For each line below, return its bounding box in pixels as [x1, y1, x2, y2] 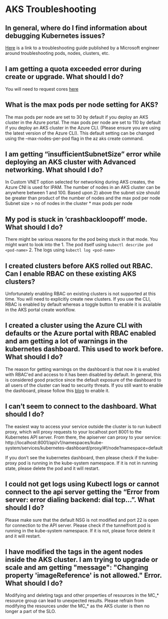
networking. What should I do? [5, 166, 103, 174]
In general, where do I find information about [5, 24, 147, 32]
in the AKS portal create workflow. [5, 307, 76, 313]
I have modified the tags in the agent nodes [5, 547, 143, 556]
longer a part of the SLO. [5, 608, 56, 614]
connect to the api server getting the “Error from [5, 488, 159, 497]
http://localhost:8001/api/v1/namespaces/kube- [5, 439, 104, 445]
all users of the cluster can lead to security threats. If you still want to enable [5, 382, 163, 388]
